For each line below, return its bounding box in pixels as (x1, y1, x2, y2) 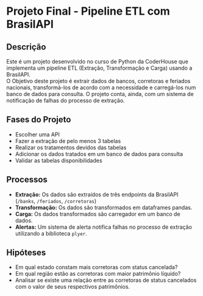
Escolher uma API (15, 130, 60, 138)
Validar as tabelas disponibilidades (15, 157, 102, 164)
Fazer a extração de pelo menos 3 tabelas (15, 137, 121, 144)
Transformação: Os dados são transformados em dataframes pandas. (15, 204, 193, 211)
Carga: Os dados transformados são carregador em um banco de (15, 210, 181, 218)
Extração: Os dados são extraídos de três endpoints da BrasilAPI (15, 191, 179, 198)
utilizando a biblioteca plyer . (15, 229, 87, 237)
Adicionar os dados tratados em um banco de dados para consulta (15, 150, 183, 157)
